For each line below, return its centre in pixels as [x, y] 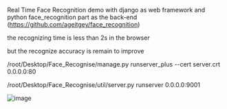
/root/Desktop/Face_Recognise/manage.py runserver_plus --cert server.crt [114, 64]
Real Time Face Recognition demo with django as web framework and [106, 10]
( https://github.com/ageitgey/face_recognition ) [74, 24]
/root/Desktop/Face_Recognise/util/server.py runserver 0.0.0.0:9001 [104, 85]
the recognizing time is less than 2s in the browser [78, 38]
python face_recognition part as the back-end [72, 17]
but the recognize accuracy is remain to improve [76, 51]
